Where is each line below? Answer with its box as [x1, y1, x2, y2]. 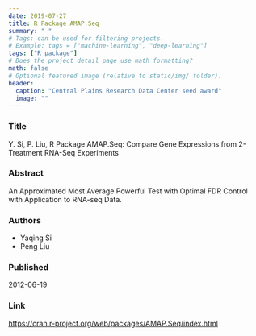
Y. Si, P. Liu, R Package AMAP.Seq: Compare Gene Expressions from [8, 139, 237, 149]
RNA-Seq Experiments [44, 147, 120, 157]
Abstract [8, 168, 44, 179]
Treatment [8, 147, 43, 157]
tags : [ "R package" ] [8, 49, 78, 57]
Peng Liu [19, 242, 50, 251]
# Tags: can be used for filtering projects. [8, 34, 164, 43]
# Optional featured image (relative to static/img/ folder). [8, 72, 222, 80]
